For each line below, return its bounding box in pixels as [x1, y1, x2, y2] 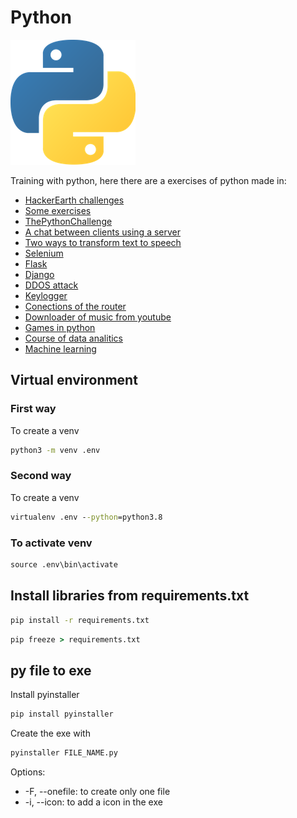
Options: [10, 766, 46, 778]
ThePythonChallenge [24, 215, 113, 227]
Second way [10, 469, 72, 483]
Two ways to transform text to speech [24, 236, 182, 248]
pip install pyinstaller [10, 709, 114, 720]
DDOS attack [24, 279, 79, 291]
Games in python [24, 321, 96, 333]
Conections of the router [24, 300, 127, 312]
